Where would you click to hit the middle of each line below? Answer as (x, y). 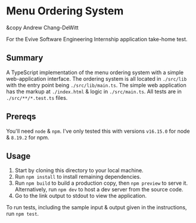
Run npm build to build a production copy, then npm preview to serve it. (101, 183)
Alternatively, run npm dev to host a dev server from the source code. (99, 190)
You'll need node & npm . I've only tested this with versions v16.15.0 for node (98, 131)
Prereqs (21, 117)
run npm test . (23, 214)
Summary (25, 58)
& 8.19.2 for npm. (28, 137)
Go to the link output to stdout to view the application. (81, 196)
